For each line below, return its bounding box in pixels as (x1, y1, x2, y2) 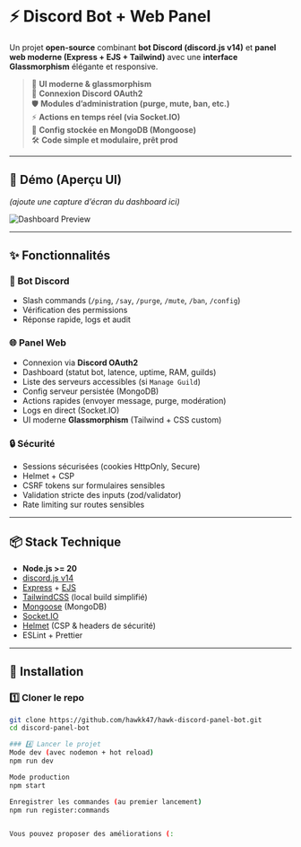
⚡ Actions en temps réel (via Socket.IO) (30, 111, 181, 122)
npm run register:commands (9, 806, 110, 815)
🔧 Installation (9, 664, 84, 679)
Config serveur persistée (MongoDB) (21, 386, 159, 397)
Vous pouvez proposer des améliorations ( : (9, 830, 175, 839)
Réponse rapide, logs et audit (21, 314, 132, 325)
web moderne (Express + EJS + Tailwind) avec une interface (9, 51, 238, 62)
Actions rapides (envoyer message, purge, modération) (21, 395, 227, 406)
